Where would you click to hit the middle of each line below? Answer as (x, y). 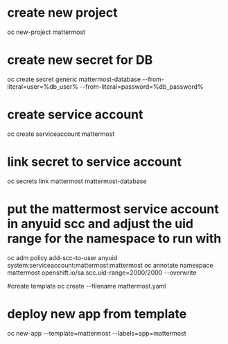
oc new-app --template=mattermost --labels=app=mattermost (97, 333)
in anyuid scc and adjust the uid (100, 224)
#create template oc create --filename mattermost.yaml (87, 286)
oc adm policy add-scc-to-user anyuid (62, 257)
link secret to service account (95, 162)
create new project (62, 13)
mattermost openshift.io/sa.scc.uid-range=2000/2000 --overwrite (102, 273)
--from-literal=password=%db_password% (141, 86)
